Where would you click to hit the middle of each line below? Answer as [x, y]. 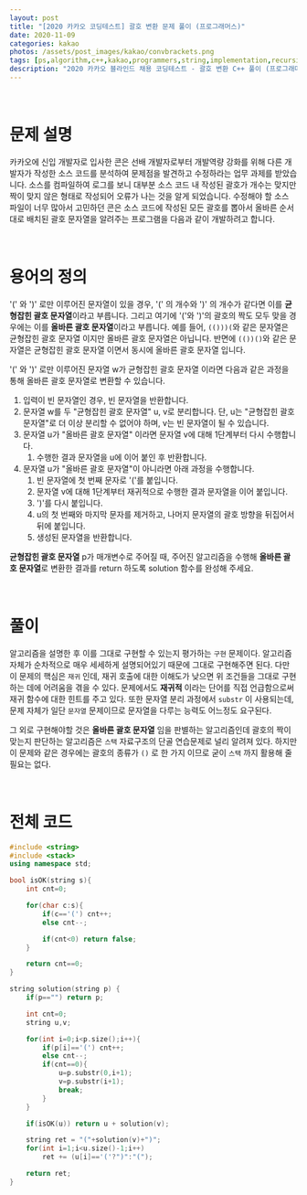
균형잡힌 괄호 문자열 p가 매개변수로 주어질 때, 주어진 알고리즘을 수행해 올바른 [145, 556]
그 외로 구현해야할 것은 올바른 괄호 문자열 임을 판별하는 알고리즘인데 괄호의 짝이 [150, 730]
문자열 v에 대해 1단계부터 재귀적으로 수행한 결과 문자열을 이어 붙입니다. [162, 491]
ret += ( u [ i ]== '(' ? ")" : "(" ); [98, 1158]
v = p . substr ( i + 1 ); [91, 1082]
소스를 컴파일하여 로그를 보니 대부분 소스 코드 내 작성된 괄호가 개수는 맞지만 [163, 185]
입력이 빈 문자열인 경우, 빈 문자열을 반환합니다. [106, 400]
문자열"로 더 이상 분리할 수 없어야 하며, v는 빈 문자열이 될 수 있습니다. [146, 422]
